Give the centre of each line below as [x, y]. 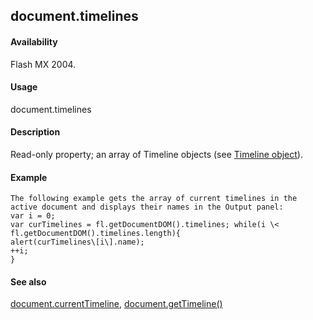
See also [28, 281]
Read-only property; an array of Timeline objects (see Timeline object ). [156, 154]
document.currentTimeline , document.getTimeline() [116, 304]
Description [35, 132]
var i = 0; [33, 216]
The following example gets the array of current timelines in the [154, 199]
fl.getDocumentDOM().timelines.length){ [96, 234]
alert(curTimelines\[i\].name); [77, 242]
